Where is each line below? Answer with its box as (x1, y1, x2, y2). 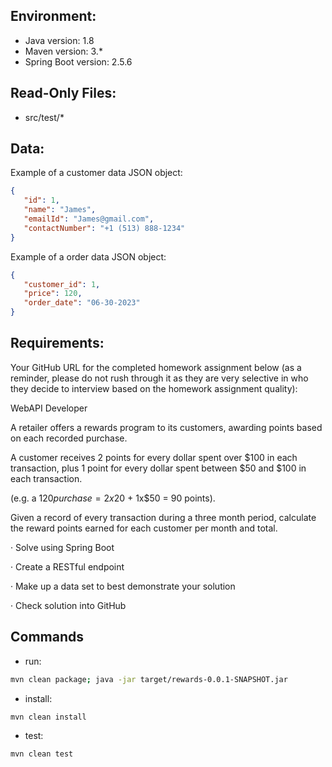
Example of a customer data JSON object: (10, 167, 183, 179)
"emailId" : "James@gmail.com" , (23, 214, 155, 224)
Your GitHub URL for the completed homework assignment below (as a (10, 361, 302, 373)
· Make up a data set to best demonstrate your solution (10, 580, 236, 592)
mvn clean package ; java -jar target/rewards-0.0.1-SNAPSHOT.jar (10, 674, 288, 684)
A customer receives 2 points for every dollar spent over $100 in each (10, 451, 298, 463)
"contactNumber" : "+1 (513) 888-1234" (23, 223, 186, 233)
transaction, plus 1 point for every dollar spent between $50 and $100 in (10, 462, 307, 474)
